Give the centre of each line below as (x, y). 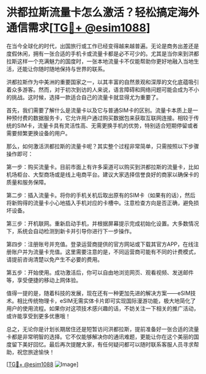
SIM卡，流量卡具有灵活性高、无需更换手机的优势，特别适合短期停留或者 (108, 125)
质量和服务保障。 (28, 182)
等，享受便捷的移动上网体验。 (44, 280)
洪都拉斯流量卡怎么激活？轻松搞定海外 (103, 13)
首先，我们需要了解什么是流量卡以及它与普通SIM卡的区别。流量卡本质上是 (100, 110)
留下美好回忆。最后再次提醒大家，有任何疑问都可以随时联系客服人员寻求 (102, 344)
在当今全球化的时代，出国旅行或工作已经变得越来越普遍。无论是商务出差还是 (103, 46)
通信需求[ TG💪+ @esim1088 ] (79, 28)
